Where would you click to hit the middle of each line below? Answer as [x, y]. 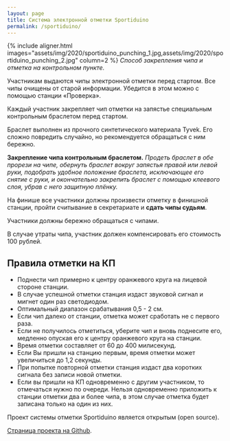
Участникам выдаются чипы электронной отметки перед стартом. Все [112, 81]
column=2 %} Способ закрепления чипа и [141, 61]
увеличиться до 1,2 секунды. [59, 360]
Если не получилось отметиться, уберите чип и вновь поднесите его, [119, 331]
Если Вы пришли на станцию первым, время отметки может [106, 353]
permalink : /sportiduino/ [44, 26]
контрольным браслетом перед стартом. [68, 116]
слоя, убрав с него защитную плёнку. [62, 187]
